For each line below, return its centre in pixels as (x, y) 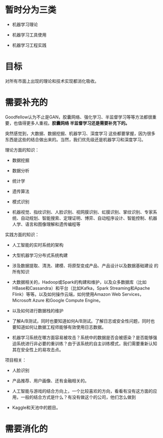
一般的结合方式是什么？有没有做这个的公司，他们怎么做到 (78, 397)
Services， (133, 294)
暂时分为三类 (31, 10)
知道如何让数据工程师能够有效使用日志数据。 (61, 327)
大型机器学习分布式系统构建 (40, 255)
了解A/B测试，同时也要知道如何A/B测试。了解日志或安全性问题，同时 (81, 321)
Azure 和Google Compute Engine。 (68, 300)
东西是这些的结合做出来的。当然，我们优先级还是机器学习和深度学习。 (75, 139)
